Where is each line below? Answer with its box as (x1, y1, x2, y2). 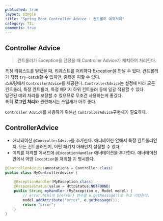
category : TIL (5, 21, 34, 26)
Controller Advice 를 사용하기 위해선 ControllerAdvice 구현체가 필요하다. (5, 109, 147, 115)
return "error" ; (23, 202, 56, 207)
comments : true (5, 26, 36, 31)
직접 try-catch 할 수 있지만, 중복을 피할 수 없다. (10, 74, 101, 80)
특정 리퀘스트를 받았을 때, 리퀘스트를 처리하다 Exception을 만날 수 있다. (5, 67, 141, 74)
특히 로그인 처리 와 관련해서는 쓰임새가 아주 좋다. (5, 98, 97, 104)
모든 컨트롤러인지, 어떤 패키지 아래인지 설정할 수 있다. (19, 143, 121, 149)
